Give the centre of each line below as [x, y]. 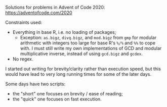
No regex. [23, 59]
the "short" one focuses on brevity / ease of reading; [68, 94]
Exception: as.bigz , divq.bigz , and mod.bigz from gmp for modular [88, 38]
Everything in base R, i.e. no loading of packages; [64, 32]
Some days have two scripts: [35, 84]
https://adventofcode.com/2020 [39, 13]
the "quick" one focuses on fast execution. [57, 99]
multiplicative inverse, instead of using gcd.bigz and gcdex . [81, 54]
